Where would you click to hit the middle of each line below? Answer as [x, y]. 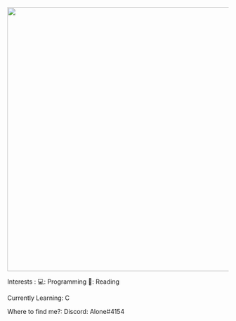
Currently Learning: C [39, 298]
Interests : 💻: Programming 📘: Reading [64, 282]
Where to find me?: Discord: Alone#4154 [66, 311]
